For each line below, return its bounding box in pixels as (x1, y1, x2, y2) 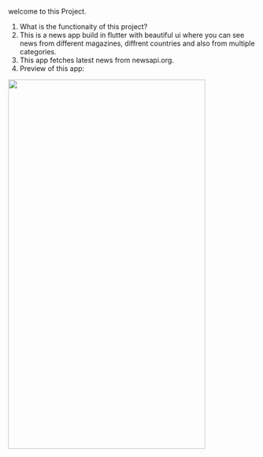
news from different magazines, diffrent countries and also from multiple (19, 39, 255, 48)
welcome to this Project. (8, 7, 87, 16)
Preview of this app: (19, 64, 85, 73)
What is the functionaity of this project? (19, 22, 148, 31)
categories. (19, 47, 57, 56)
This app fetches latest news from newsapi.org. (19, 55, 175, 65)
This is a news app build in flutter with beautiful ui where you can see (19, 31, 245, 39)
